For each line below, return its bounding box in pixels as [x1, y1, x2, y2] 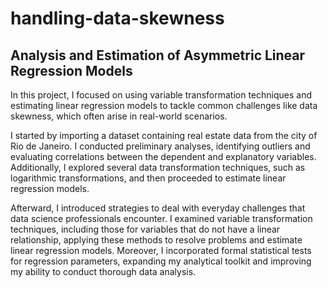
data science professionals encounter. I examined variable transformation [10, 213, 313, 224]
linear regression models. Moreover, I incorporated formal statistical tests [10, 245, 312, 256]
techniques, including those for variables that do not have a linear [10, 223, 281, 235]
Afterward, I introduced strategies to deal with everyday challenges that [10, 202, 306, 214]
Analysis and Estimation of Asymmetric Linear [10, 47, 306, 64]
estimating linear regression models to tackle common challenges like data [10, 100, 318, 111]
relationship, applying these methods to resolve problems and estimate [10, 234, 303, 246]
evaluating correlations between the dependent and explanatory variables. [10, 151, 317, 162]
